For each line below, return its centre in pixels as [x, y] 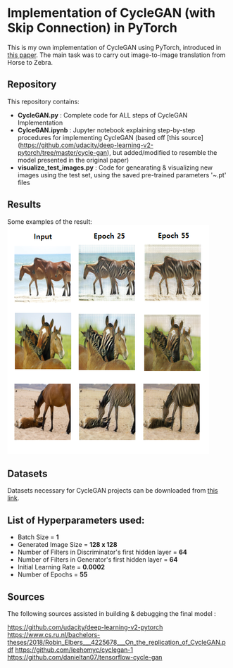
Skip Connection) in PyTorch [92, 28]
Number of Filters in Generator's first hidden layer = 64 [97, 560]
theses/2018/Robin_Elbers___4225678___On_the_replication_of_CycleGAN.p [117, 642]
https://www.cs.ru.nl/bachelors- [54, 635]
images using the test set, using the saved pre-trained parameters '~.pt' [122, 175]
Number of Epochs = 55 [52, 574]
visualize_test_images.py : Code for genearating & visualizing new [115, 168]
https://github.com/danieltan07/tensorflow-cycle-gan [85, 657]
